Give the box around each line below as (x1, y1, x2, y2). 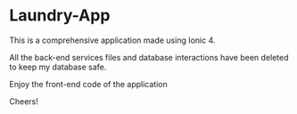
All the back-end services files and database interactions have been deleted (9, 52, 289, 62)
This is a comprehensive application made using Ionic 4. (9, 35, 216, 45)
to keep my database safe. (9, 61, 107, 72)
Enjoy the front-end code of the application (9, 78, 168, 89)
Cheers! (9, 95, 38, 107)
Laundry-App (9, 5, 111, 26)
